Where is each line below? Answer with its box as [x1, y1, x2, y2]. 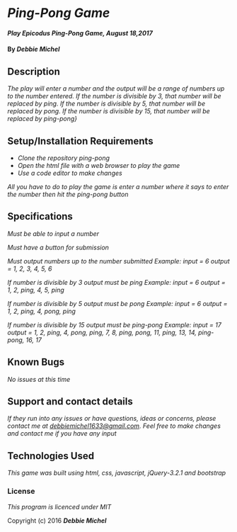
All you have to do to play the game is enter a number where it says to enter [7, 183, 229, 191]
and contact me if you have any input [7, 429, 117, 438]
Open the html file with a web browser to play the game [17, 162, 180, 169]
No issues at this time [7, 375, 71, 383]
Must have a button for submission [7, 243, 110, 251]
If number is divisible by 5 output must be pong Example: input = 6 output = [7, 299, 228, 307]
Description [7, 65, 60, 77]
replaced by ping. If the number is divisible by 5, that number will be [7, 99, 206, 108]
